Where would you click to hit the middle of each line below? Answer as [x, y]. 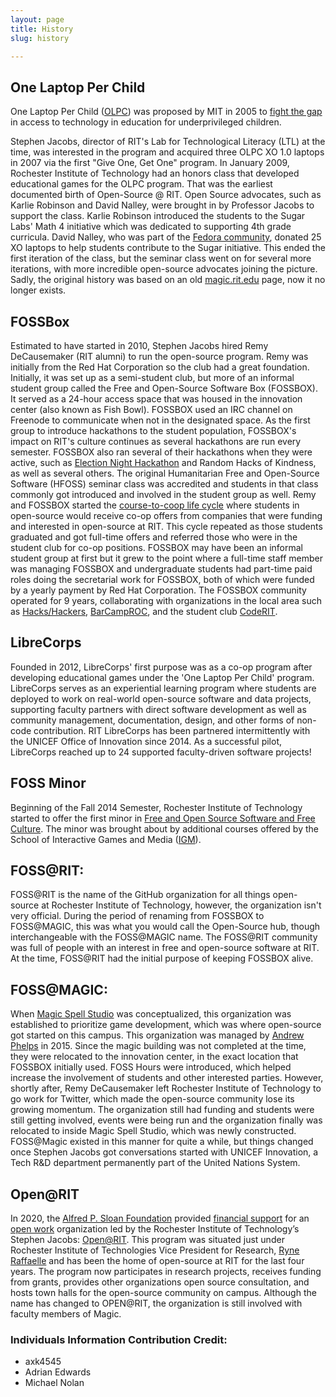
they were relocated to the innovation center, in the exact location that [154, 1057]
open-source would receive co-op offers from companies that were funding [166, 515]
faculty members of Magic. [66, 1314]
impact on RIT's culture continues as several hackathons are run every [156, 441]
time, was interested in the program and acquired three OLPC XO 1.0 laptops [167, 152]
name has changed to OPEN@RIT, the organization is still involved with [156, 1303]
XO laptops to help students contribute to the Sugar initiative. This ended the [168, 248]
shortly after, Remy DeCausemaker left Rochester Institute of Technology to [166, 1088]
